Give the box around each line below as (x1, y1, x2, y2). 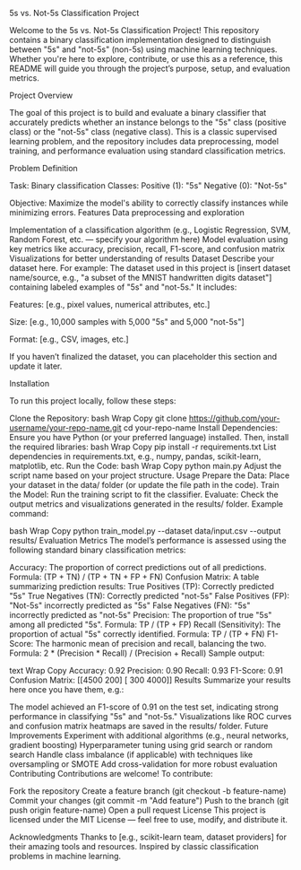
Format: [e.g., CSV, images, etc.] (9, 334, 129, 344)
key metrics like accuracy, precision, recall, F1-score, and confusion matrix (9, 244, 285, 254)
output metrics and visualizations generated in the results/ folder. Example (9, 499, 284, 509)
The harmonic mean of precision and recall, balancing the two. (35, 639, 267, 648)
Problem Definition (9, 163, 78, 173)
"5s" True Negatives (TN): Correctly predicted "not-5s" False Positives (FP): (9, 591, 289, 601)
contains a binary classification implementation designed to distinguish (9, 35, 271, 45)
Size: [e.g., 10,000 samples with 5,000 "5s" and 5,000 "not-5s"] (9, 317, 245, 326)
